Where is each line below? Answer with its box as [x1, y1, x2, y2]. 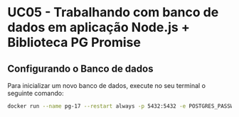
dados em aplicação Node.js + [7, 19, 190, 35]
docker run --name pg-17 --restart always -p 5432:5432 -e [7, 103, 186, 110]
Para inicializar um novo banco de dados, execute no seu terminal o [7, 82, 206, 89]
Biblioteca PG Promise [7, 35, 141, 50]
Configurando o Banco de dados [7, 62, 154, 74]
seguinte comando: [7, 89, 64, 97]
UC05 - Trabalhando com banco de [7, 4, 219, 21]
